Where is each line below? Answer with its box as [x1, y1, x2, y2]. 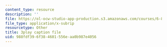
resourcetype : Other [5, 25, 48, 30]
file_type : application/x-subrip [5, 21, 75, 26]
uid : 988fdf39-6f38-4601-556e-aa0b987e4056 [5, 35, 97, 40]
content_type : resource [5, 7, 55, 12]
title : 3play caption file [5, 30, 61, 35]
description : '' [5, 12, 39, 17]
